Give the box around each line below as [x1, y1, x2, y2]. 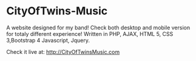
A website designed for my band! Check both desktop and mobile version [6, 24, 190, 31]
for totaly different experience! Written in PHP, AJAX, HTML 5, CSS [6, 30, 174, 37]
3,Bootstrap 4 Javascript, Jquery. [6, 36, 90, 44]
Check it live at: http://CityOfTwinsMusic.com [6, 48, 120, 55]
